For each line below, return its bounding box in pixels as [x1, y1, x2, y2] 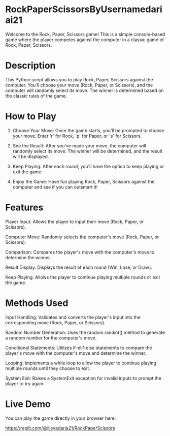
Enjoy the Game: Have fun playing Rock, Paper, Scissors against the [12, 178, 155, 184]
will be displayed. [12, 153, 49, 160]
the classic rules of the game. [5, 92, 67, 99]
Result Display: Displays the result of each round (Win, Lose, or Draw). [5, 264, 152, 270]
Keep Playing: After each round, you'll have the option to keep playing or [12, 163, 164, 169]
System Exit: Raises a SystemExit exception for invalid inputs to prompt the [5, 375, 161, 381]
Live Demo [5, 398, 51, 410]
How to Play [5, 111, 57, 122]
